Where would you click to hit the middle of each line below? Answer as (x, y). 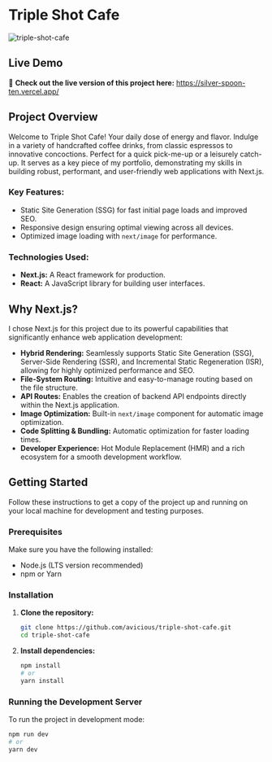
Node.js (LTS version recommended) (82, 565)
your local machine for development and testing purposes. (106, 510)
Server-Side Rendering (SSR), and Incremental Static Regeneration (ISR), (142, 361)
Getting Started (48, 482)
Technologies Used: (49, 256)
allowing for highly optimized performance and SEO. (107, 370)
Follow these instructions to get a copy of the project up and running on (128, 501)
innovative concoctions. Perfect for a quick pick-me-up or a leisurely (123, 154)
